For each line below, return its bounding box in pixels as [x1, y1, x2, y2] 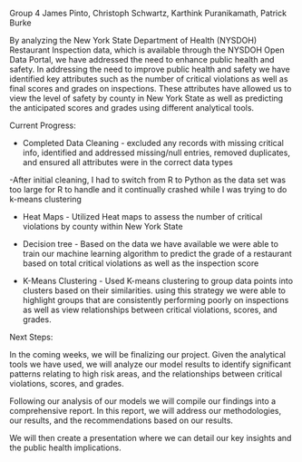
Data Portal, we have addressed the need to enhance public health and [9, 54, 275, 64]
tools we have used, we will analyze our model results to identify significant [9, 359, 292, 369]
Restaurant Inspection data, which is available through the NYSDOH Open [9, 44, 286, 55]
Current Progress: [9, 120, 76, 131]
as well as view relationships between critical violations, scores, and [22, 304, 278, 315]
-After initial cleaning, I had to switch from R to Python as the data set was [9, 174, 287, 185]
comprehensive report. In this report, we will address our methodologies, [9, 406, 282, 416]
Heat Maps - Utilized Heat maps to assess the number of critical [22, 211, 263, 221]
